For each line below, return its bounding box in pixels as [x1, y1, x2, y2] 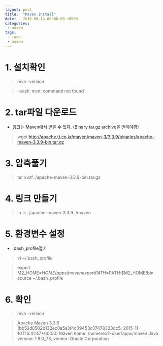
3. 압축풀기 [5, 158, 47, 169]
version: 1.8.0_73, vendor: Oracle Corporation [17, 336, 109, 342]
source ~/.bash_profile [17, 275, 64, 281]
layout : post [5, 7, 32, 12]
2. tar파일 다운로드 [5, 107, 77, 118]
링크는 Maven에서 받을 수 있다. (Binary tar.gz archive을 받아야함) [12, 124, 139, 130]
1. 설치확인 [5, 62, 46, 73]
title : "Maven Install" [5, 12, 56, 17]
